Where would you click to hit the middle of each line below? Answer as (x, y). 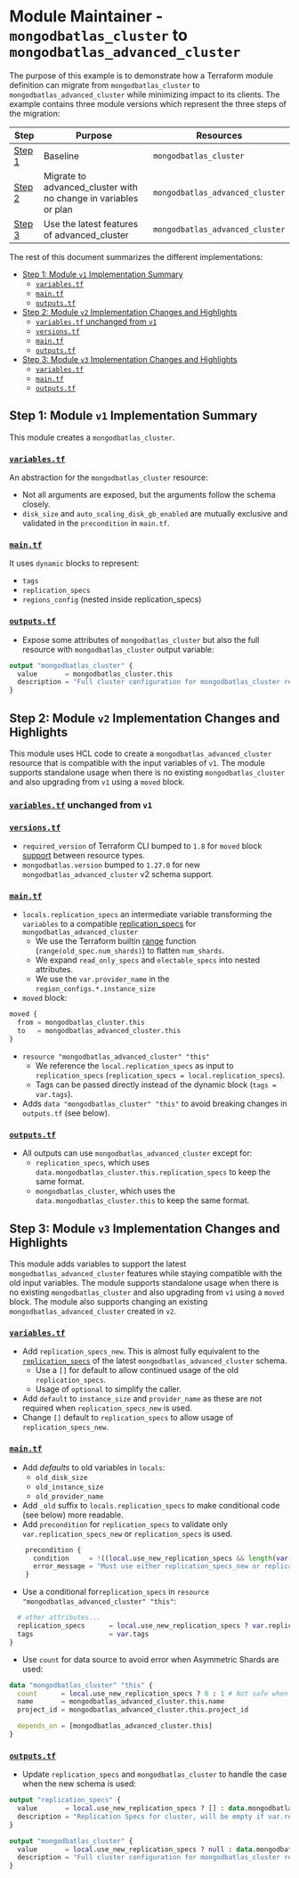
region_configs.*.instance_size (95, 989)
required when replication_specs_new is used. (107, 1408)
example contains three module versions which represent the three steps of (148, 103)
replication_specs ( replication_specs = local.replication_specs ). (160, 1075)
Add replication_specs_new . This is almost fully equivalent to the (141, 1352)
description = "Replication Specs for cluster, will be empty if (141, 1817)
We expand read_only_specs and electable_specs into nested (148, 960)
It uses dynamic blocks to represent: (74, 564)
